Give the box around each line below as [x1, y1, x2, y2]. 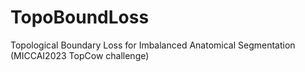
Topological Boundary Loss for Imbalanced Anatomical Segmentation [10, 39, 296, 51]
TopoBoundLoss [10, 6, 150, 29]
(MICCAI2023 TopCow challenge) [10, 49, 150, 61]
